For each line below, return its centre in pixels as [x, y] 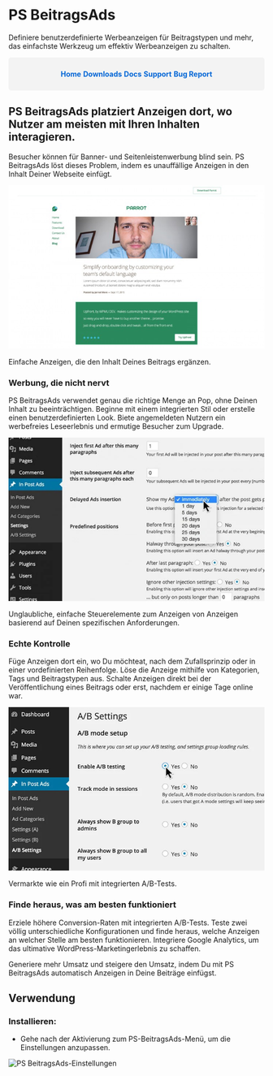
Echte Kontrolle [39, 643]
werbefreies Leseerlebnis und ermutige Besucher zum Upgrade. [116, 426]
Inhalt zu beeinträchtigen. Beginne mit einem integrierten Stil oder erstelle [132, 408]
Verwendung [42, 998]
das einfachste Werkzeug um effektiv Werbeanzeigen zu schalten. [119, 45]
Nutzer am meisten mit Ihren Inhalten [104, 125]
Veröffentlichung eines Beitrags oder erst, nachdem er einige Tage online [131, 687]
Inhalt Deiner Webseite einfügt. [60, 174]
